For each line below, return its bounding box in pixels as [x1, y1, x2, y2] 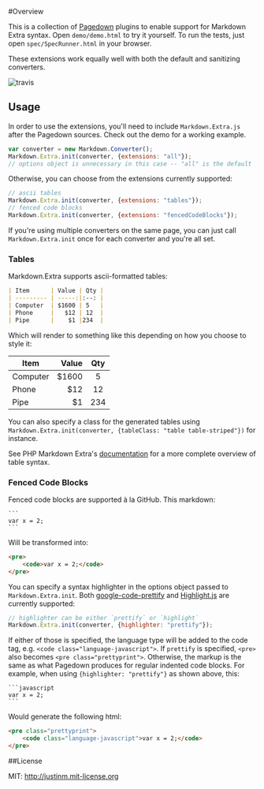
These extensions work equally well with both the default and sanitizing [8, 54, 240, 63]
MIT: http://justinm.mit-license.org [8, 771, 119, 780]
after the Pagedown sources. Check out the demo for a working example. [8, 129, 247, 139]
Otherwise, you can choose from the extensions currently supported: [8, 174, 232, 184]
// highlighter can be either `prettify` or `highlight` [8, 614, 199, 622]
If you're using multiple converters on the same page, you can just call [8, 225, 236, 235]
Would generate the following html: [8, 712, 122, 721]
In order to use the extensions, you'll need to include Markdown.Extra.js [8, 122, 241, 131]
